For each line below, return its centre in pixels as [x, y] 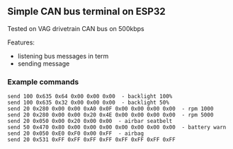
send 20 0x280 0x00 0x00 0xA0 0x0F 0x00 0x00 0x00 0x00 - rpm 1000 [110, 109]
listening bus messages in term [63, 56]
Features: [21, 42]
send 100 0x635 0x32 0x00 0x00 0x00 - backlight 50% [89, 103]
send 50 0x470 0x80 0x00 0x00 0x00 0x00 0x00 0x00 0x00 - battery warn [117, 127]
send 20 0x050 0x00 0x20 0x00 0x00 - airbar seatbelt [90, 121]
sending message [44, 64]
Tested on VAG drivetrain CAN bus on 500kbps [76, 28]
